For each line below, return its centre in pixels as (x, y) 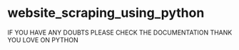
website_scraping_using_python (106, 13)
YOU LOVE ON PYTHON (43, 39)
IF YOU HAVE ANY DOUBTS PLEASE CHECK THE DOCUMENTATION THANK (120, 32)
